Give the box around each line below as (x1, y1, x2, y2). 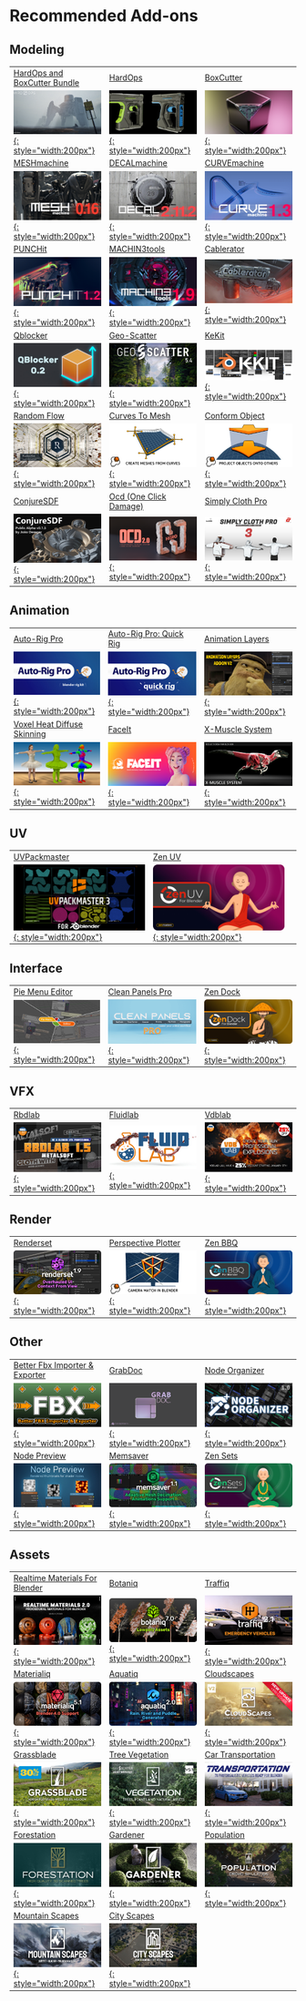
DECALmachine (108, 158, 168, 168)
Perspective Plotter (108, 1238, 181, 1249)
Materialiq (13, 1669, 52, 1679)
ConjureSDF (13, 495, 59, 506)
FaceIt (107, 723, 132, 734)
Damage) (108, 500, 144, 511)
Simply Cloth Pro (204, 495, 268, 506)
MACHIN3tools (108, 243, 166, 255)
